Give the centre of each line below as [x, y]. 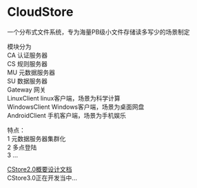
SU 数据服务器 [28, 81]
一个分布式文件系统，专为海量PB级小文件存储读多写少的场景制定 [99, 32]
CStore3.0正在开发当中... [42, 178]
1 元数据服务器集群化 [37, 138]
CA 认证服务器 [28, 55]
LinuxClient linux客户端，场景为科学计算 [64, 98]
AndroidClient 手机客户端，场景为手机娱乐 [66, 115]
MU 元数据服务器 [31, 72]
